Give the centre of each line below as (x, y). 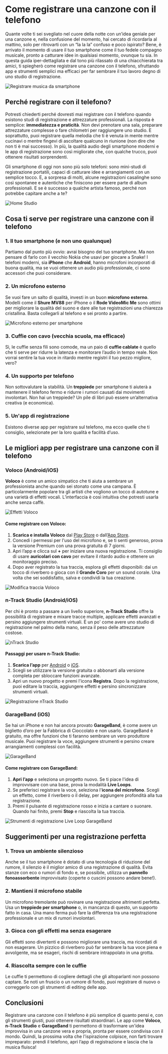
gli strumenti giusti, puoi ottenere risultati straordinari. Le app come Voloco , (83, 1020)
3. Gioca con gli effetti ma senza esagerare (58, 931)
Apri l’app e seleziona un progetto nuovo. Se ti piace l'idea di (75, 779)
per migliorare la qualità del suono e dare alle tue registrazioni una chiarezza (84, 308)
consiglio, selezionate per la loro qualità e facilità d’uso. (62, 432)
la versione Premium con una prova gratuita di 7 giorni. (69, 546)
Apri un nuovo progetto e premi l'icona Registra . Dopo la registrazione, (86, 681)
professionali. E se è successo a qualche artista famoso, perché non (76, 188)
